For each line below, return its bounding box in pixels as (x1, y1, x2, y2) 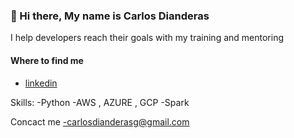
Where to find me (10, 54, 84, 66)
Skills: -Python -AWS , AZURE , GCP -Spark (10, 96, 190, 108)
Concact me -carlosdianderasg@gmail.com (10, 115, 190, 128)
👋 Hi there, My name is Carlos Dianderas (10, 9, 210, 23)
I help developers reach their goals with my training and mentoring (10, 32, 285, 44)
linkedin (24, 77, 58, 89)
